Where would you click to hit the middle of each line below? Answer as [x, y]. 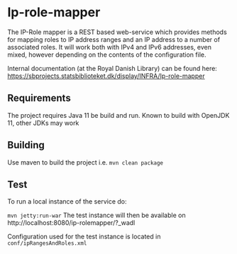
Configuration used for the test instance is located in [84, 237]
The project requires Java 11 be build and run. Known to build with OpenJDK [118, 115]
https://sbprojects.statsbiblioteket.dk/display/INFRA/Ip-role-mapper [106, 76]
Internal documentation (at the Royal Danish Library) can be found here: [112, 68]
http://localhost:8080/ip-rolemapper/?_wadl [71, 223]
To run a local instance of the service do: [67, 201]
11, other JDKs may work [43, 123]
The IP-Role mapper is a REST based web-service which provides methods [117, 32]
